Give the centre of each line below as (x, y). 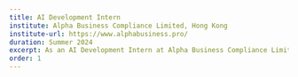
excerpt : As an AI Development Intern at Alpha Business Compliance (138, 50)
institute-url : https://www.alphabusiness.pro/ (99, 34)
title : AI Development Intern (65, 17)
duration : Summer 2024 (51, 42)
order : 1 (25, 58)
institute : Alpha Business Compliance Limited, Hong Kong (118, 26)
